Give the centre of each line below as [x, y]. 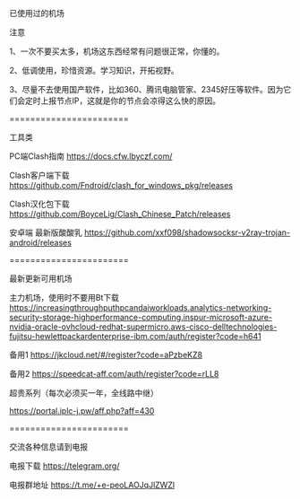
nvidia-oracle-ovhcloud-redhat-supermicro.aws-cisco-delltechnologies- [143, 327]
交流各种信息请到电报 [48, 446]
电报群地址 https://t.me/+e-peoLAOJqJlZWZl [92, 485]
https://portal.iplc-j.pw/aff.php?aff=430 [82, 411]
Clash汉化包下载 [39, 204]
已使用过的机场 [37, 13]
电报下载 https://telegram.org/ [64, 466]
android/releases [40, 242]
